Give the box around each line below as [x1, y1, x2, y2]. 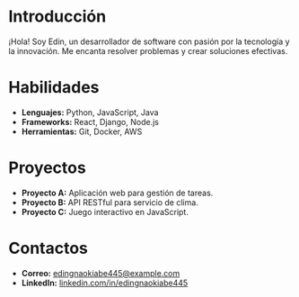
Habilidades [8, 77, 100, 98]
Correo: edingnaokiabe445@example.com [21, 267, 180, 278]
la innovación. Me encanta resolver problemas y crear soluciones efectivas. [8, 45, 288, 56]
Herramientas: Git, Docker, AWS [21, 126, 143, 137]
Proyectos [8, 157, 86, 178]
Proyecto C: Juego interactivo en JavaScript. [21, 206, 189, 217]
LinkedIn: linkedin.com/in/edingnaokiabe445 [21, 277, 189, 288]
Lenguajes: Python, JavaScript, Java [21, 106, 159, 118]
